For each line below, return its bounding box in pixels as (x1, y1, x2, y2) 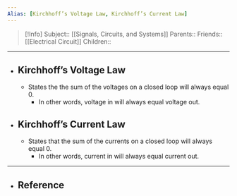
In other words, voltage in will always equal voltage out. (38, 98, 200, 106)
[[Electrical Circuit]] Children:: (24, 37, 111, 46)
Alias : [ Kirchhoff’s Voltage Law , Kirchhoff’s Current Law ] (7, 10, 188, 18)
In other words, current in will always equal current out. (38, 152, 200, 161)
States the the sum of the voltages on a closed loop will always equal (28, 82, 229, 92)
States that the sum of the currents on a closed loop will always (28, 137, 213, 145)
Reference (17, 179, 65, 191)
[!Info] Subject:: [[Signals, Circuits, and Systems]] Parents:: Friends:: (24, 30, 223, 38)
